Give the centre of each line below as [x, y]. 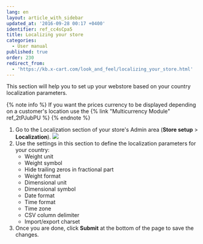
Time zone [38, 208]
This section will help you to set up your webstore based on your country [99, 86]
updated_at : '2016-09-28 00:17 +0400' [56, 23]
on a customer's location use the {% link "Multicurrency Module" [88, 112]
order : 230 [20, 58]
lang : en [17, 12]
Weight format [42, 176]
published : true [27, 52]
